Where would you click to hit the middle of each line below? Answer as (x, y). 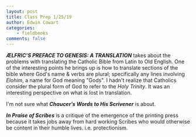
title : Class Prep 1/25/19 (39, 17)
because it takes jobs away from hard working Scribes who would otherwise (98, 121)
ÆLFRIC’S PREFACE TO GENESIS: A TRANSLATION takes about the (88, 55)
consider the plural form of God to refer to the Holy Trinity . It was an (88, 86)
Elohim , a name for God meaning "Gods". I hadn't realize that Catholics (91, 80)
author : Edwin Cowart (32, 22)
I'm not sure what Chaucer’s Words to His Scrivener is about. (81, 104)
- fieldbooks (32, 33)
